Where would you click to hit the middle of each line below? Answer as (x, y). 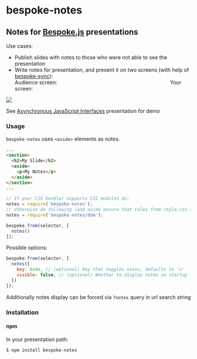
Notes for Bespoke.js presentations (72, 32)
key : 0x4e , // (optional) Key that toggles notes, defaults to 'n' (101, 270)
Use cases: (20, 46)
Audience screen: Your (98, 82)
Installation (23, 312)
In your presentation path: (37, 339)
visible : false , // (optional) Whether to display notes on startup (102, 275)
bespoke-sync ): (34, 76)
